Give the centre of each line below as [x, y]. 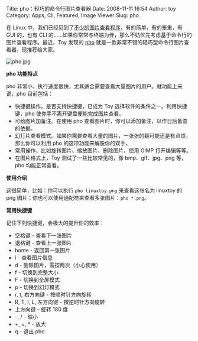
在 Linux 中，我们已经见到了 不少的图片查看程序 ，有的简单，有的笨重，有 [95, 27]
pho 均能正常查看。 [38, 165]
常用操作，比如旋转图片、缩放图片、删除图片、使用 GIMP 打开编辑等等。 [103, 150]
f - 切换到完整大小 [37, 272]
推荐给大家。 [42, 50]
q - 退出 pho [30, 332]
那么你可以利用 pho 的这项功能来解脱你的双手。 [73, 143]
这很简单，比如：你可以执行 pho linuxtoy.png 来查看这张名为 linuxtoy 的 [94, 190]
